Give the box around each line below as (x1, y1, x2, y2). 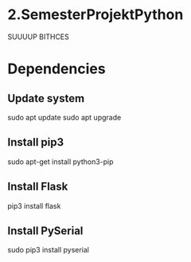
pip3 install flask (7, 201, 61, 210)
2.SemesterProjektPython (7, 6, 184, 24)
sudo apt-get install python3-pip (7, 157, 114, 166)
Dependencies (7, 60, 106, 78)
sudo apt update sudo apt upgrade (7, 112, 122, 122)
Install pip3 (7, 135, 64, 149)
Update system (7, 92, 85, 105)
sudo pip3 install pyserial (7, 245, 89, 255)
